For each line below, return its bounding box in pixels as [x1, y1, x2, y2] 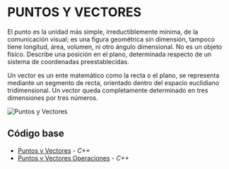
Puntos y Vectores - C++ [17, 146, 90, 155]
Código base [7, 127, 65, 139]
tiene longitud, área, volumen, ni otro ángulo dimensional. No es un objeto [7, 42, 223, 51]
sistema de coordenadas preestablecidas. [7, 57, 129, 65]
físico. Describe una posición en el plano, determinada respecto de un [7, 50, 212, 58]
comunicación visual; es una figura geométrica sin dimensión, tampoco [7, 35, 216, 43]
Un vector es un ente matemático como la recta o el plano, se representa [7, 71, 220, 80]
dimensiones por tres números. [7, 93, 98, 102]
